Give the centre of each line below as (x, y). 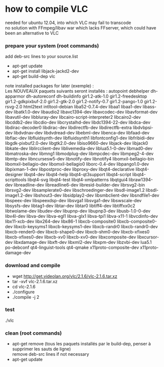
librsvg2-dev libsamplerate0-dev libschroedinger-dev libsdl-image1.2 (75, 190)
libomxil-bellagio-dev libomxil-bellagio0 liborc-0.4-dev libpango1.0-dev (77, 164)
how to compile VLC (47, 9)
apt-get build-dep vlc (34, 77)
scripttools (16, 180)
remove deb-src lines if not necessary (51, 354)
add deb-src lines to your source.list (42, 56)
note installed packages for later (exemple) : (49, 86)
